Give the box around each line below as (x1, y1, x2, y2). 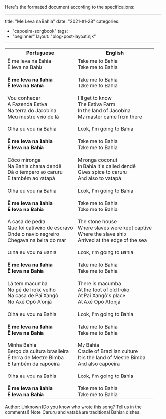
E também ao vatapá (7, 175, 55, 182)
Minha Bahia (7, 342, 37, 348)
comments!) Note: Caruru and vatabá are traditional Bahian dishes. (5, 409, 141, 415)
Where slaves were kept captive (77, 224, 152, 231)
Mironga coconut (77, 157, 118, 163)
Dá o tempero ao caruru (7, 169, 63, 175)
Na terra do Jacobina (7, 107, 57, 114)
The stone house (77, 218, 117, 225)
